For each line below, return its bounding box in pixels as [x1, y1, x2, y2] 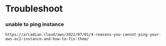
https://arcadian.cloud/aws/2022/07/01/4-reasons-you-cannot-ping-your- [5, 32, 161, 37]
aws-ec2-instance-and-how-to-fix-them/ [5, 36, 89, 41]
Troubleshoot [5, 3, 63, 14]
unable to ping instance [5, 21, 65, 28]
